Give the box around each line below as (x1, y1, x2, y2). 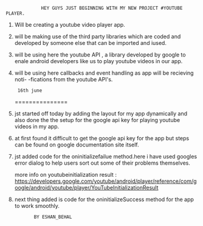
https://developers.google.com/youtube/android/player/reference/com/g (14, 177, 197, 185)
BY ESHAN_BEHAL (33, 214, 72, 220)
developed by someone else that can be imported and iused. (14, 39, 167, 46)
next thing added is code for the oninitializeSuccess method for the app (14, 196, 194, 203)
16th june (17, 87, 43, 94)
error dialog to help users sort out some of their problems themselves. (14, 159, 191, 166)
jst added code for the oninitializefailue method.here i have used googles (14, 153, 198, 160)
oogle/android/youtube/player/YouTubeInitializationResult (14, 184, 159, 191)
